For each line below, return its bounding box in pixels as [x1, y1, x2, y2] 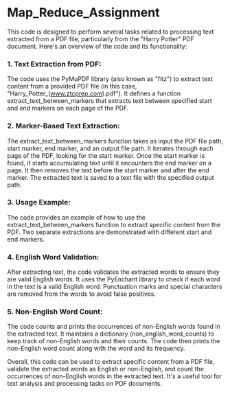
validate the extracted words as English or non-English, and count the [7, 365, 205, 373]
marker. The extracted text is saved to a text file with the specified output [7, 173, 214, 181]
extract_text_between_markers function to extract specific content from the [7, 220, 221, 229]
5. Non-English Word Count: [7, 307, 103, 316]
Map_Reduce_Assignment [7, 5, 160, 21]
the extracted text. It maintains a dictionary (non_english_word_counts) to [7, 329, 215, 338]
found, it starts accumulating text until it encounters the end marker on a [7, 159, 211, 167]
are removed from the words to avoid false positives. [7, 290, 157, 298]
